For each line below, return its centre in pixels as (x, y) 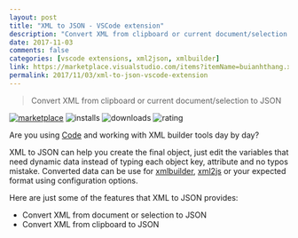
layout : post (33, 17)
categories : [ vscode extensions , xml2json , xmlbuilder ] (114, 59)
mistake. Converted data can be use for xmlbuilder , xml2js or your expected (148, 171)
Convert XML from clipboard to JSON (90, 224)
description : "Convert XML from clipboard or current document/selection (149, 34)
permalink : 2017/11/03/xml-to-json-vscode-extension (109, 75)
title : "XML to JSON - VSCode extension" (87, 26)
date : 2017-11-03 (41, 42)
